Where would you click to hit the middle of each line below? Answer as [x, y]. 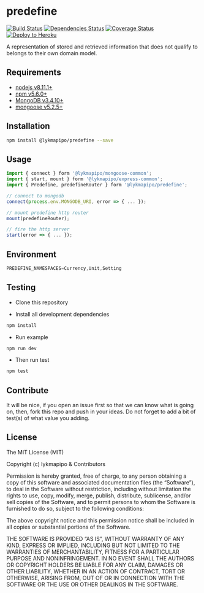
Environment [32, 254]
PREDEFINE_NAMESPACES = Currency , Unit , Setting [64, 268]
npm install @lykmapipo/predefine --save [60, 140]
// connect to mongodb [35, 196]
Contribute [28, 390]
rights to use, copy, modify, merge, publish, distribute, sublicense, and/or [99, 495]
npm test [17, 371]
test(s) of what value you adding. [48, 418]
